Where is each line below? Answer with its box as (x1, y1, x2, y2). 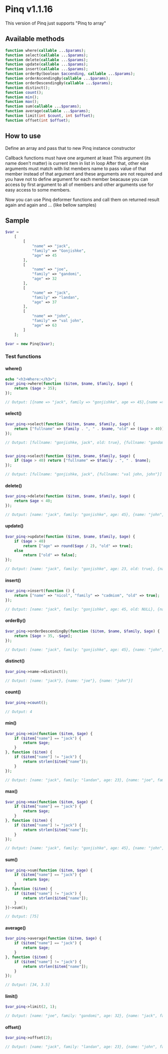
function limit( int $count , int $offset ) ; (5, 113, 95, 118)
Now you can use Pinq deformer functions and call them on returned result (5, 197, 159, 203)
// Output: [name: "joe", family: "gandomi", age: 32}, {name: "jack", (5, 1013, 157, 1018)
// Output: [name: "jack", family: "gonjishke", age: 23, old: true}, (5, 567, 155, 572)
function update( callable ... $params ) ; (5, 62, 88, 67)
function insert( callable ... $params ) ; (5, 67, 88, 72)
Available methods (5, 35, 65, 43)
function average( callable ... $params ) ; (5, 109, 91, 114)
